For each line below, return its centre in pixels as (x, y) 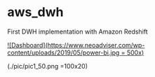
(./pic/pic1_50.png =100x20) (48, 66)
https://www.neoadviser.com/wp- (96, 45)
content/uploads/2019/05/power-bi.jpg (63, 52)
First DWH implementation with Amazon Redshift (78, 31)
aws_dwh (35, 12)
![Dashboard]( (27, 45)
